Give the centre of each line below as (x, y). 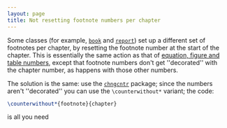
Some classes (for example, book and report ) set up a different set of (107, 40)
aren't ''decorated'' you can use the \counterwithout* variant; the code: (111, 91)
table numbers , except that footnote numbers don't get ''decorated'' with (112, 62)
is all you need (28, 117)
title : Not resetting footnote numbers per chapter (84, 20)
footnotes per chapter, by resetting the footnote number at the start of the (113, 48)
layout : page (26, 14)
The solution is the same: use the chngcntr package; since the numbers (110, 83)
